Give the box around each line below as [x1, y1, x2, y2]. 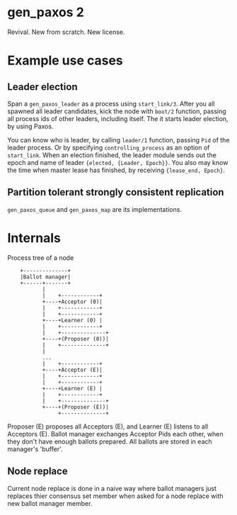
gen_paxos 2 [7, 4, 85, 21]
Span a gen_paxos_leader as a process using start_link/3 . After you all [7, 99, 215, 108]
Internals [7, 230, 62, 246]
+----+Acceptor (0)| [42, 298, 103, 305]
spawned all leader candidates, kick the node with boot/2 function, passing [7, 107, 226, 115]
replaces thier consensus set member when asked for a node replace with [7, 492, 224, 500]
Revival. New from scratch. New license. [7, 28, 125, 36]
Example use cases [7, 52, 124, 69]
